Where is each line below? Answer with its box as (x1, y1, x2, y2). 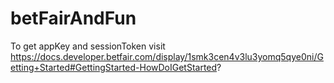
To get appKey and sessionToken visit (10, 40, 166, 52)
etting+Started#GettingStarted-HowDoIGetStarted (10, 61, 218, 73)
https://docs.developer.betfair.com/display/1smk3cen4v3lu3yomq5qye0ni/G (10, 50, 324, 62)
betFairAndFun (10, 7, 137, 30)
